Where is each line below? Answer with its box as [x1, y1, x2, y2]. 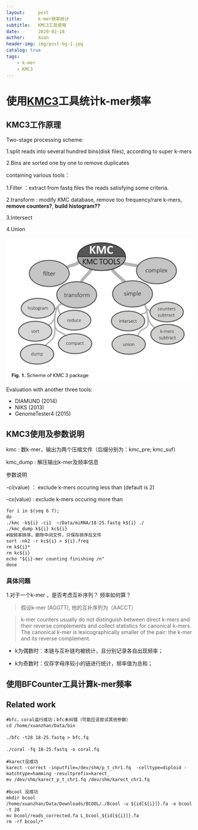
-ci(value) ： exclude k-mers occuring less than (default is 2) [6, 484, 155, 491]
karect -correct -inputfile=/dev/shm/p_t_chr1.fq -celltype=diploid [6, 765, 182, 770]
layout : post [6, 10, 49, 15]
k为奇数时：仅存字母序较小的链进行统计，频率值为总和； [14, 660, 153, 667]
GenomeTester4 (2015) [14, 410, 71, 417]
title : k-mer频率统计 [6, 15, 69, 22]
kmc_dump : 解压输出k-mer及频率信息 [6, 458, 99, 466]
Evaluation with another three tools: [6, 386, 93, 393]
